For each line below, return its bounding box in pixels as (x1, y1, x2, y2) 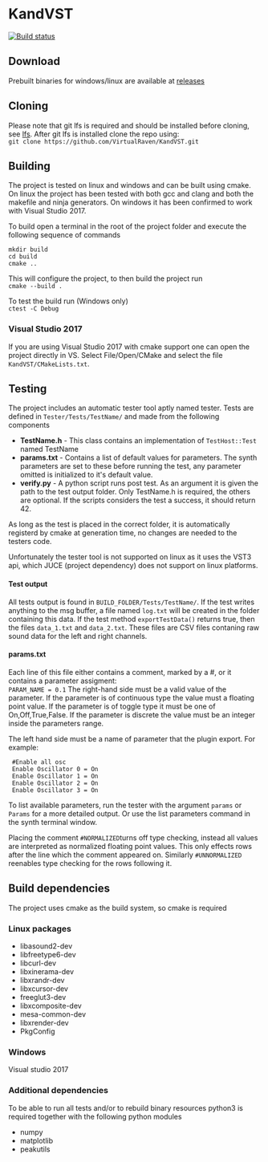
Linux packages (8, 923, 72, 934)
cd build (8, 253, 38, 261)
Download (8, 55, 60, 68)
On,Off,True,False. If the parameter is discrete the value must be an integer (8, 709, 255, 719)
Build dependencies (8, 882, 111, 896)
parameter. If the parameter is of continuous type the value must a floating (8, 693, 255, 702)
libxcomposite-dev (19, 1001, 82, 1010)
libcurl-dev (19, 958, 57, 968)
